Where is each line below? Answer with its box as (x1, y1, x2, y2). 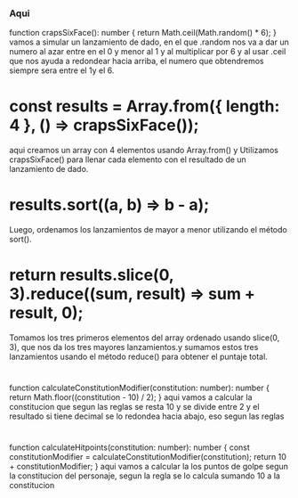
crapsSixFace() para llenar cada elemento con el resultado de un (9, 154, 246, 165)
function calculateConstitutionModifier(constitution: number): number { (9, 382, 270, 394)
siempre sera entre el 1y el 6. (9, 65, 115, 76)
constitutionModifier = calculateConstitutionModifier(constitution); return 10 (9, 452, 286, 462)
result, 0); (9, 303, 84, 323)
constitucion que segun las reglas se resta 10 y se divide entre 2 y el (9, 402, 260, 412)
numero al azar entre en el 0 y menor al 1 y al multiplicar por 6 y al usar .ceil (9, 46, 286, 57)
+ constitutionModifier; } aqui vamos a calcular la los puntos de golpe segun (9, 461, 289, 472)
